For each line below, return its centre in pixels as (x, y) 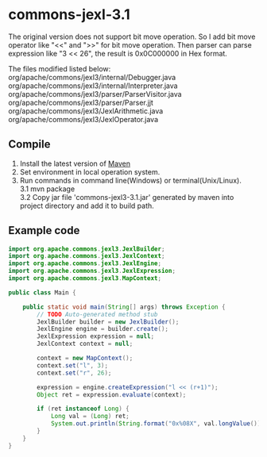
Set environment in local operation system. (90, 171)
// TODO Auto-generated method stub (97, 314)
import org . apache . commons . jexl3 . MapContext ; (85, 278)
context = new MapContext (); (85, 359)
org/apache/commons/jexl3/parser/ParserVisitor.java (95, 94)
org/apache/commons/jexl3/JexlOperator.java (83, 119)
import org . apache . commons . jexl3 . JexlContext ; (87, 256)
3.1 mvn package (47, 189)
